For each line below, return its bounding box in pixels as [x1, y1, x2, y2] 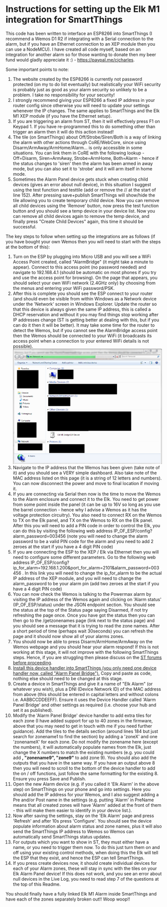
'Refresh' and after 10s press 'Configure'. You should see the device [12, 818, 152, 824]
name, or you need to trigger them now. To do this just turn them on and [12, 844, 160, 850]
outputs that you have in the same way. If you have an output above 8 [12, 760, 155, 766]
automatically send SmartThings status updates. [12, 834, 111, 840]
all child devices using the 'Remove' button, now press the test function [12, 203, 159, 209]
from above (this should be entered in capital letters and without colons [12, 692, 159, 698]
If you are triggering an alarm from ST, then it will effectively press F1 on [12, 118, 160, 124]
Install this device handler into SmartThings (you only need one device [12, 665, 157, 671]
